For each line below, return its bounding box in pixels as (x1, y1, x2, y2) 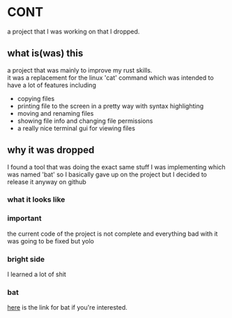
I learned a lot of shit (7, 270, 66, 279)
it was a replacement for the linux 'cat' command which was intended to (7, 73, 214, 82)
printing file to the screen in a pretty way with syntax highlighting (17, 102, 204, 110)
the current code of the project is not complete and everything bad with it (7, 229, 218, 238)
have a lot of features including (7, 81, 96, 89)
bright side (7, 254, 45, 264)
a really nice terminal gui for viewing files (17, 123, 136, 132)
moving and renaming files (17, 109, 94, 117)
